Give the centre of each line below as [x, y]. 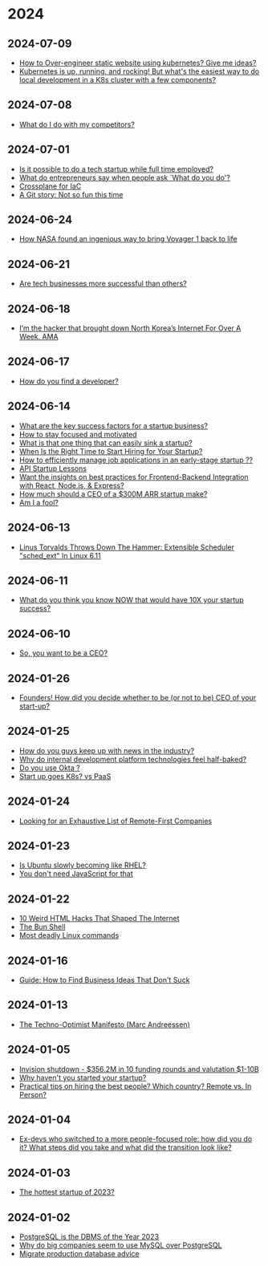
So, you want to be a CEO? [63, 653]
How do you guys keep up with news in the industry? [107, 750]
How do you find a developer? [69, 381]
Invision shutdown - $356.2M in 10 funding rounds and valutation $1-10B [139, 1069]
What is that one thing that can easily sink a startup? [106, 443]
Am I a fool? [39, 502]
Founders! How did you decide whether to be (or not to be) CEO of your [138, 697]
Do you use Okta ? [50, 768]
